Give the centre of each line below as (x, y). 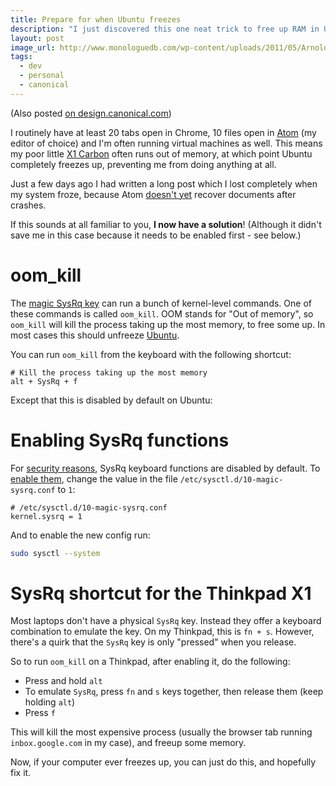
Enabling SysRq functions (120, 440)
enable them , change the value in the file (94, 478)
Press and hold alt (63, 681)
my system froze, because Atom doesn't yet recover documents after (153, 194)
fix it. (21, 773)
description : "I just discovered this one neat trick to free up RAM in (165, 29)
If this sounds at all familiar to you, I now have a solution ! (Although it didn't (166, 224)
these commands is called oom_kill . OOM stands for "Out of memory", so (162, 313)
